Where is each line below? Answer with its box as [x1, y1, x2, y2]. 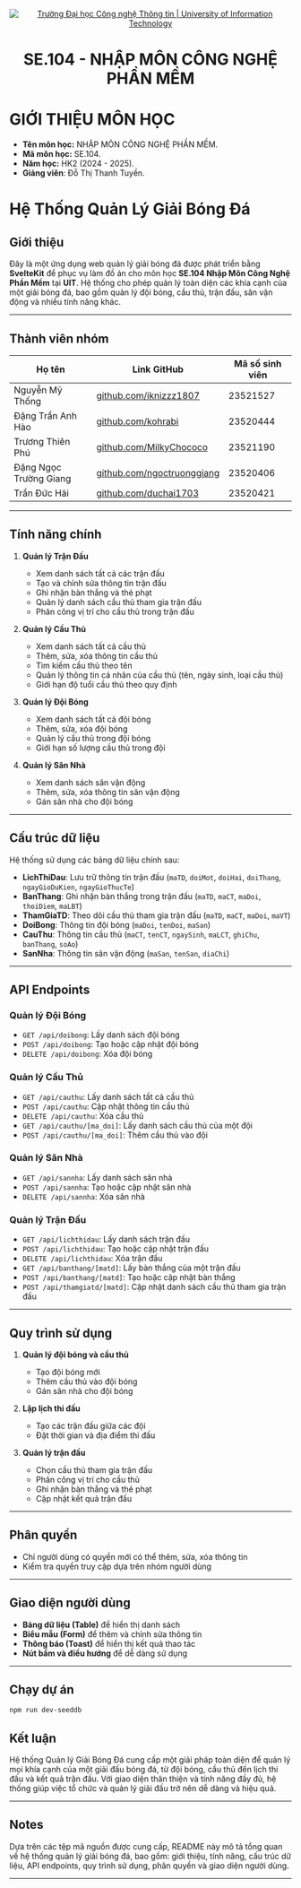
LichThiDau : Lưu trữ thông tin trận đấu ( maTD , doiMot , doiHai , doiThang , [21, 871, 282, 882]
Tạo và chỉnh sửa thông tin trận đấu [35, 577, 168, 588]
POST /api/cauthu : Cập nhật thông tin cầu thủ [21, 1101, 190, 1112]
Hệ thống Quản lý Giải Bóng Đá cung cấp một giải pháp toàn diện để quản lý [9, 1754, 291, 1765]
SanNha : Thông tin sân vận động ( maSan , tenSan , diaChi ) [21, 948, 230, 958]
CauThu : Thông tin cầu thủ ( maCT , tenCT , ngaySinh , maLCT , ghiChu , [21, 929, 260, 940]
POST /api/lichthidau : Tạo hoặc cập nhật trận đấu [21, 1243, 209, 1254]
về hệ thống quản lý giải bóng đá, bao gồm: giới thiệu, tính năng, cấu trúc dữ [9, 1850, 292, 1861]
